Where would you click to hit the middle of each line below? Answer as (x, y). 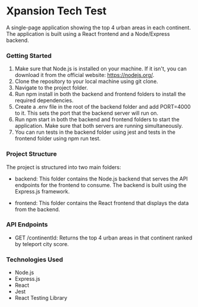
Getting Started (29, 56)
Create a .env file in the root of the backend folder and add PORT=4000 (103, 107)
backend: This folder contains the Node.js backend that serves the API (101, 179)
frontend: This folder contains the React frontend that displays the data (102, 203)
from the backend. (37, 209)
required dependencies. (44, 100)
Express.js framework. (42, 191)
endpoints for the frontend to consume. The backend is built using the (100, 185)
